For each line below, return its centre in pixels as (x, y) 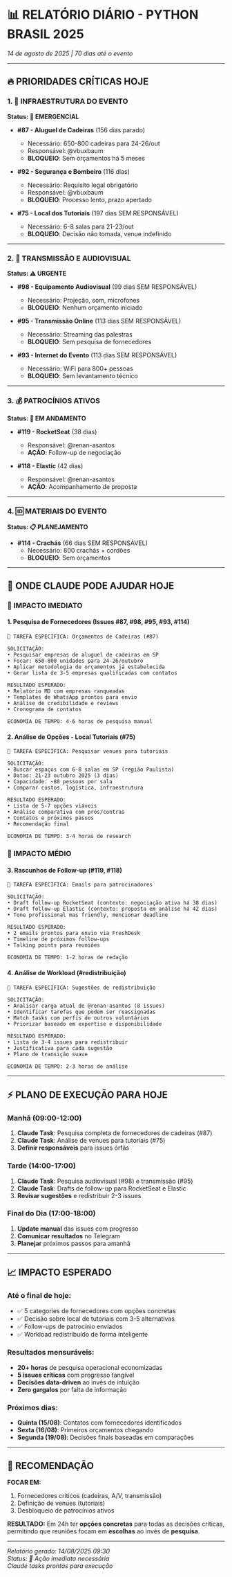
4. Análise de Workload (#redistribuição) (67, 972)
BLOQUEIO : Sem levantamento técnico (83, 375)
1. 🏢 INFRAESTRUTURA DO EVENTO (68, 101)
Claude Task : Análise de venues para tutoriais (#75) (91, 1141)
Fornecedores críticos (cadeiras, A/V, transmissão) (89, 1495)
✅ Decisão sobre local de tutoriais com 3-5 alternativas (96, 1319)
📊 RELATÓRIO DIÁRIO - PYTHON (103, 15)
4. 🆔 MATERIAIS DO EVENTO (57, 511)
